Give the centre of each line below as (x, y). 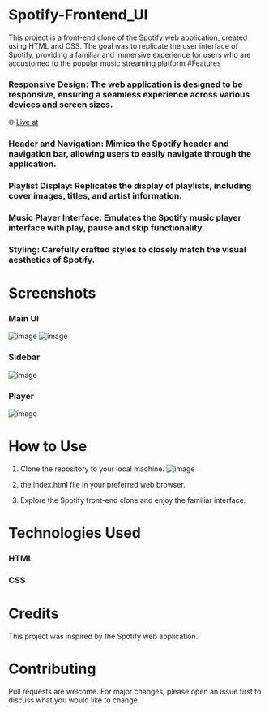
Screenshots (52, 293)
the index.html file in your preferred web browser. (103, 484)
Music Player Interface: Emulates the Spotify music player (125, 218)
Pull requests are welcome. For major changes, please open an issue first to (135, 691)
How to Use (48, 447)
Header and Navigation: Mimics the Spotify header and (119, 144)
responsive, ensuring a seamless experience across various (129, 94)
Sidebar (24, 357)
